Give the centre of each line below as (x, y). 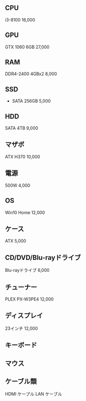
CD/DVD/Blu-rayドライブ (43, 257)
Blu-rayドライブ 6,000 (27, 270)
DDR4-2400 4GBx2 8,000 (31, 74)
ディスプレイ (24, 316)
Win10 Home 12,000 (25, 212)
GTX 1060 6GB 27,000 (27, 47)
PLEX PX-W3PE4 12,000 (29, 299)
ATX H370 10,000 (23, 157)
